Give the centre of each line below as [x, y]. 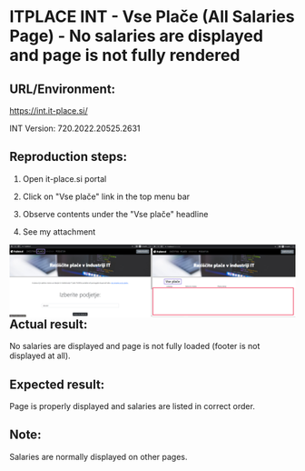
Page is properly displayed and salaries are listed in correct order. [133, 406]
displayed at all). [40, 356]
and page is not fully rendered [125, 55]
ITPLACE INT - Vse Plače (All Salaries [152, 17]
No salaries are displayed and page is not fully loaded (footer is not [135, 346]
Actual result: [49, 324]
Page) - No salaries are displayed [136, 36]
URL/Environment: [63, 89]
